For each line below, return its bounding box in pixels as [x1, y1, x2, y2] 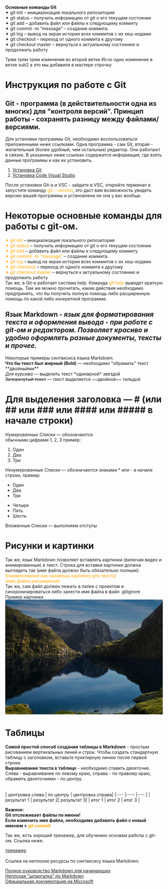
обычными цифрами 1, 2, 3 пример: [5, 436, 81, 442]
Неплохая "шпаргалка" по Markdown [5, 873, 84, 879]
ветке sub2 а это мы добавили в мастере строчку [5, 62, 112, 68]
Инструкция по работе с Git [5, 80, 126, 91]
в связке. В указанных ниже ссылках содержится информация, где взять [5, 152, 162, 158]
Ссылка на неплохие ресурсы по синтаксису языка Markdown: [5, 858, 139, 864]
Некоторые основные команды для [5, 210, 162, 222]
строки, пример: [5, 472, 41, 478]
